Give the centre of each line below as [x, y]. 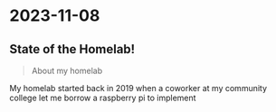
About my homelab [67, 70]
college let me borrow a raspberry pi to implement [103, 98]
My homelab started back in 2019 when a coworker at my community [138, 88]
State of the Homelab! [72, 49]
